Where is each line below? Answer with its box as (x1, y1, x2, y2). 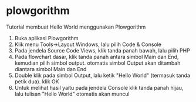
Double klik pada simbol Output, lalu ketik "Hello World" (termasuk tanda (14, 72, 191, 79)
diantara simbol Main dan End (14, 65, 87, 72)
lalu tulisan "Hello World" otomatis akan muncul (14, 90, 130, 97)
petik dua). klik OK (14, 78, 60, 85)
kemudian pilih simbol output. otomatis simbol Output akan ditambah (14, 59, 181, 66)
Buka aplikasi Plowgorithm (14, 34, 79, 41)
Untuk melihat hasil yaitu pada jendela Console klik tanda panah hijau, (14, 84, 184, 91)
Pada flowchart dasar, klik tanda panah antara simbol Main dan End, (14, 53, 179, 60)
